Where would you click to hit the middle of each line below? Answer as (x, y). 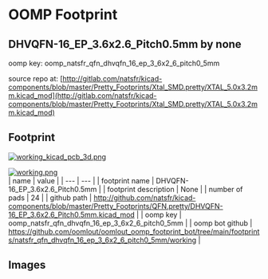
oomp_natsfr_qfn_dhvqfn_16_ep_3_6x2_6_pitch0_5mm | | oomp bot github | (130, 223)
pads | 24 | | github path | (50, 198)
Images (27, 265)
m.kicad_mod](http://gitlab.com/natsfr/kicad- (83, 96)
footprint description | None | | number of (175, 189)
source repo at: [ (35, 79)
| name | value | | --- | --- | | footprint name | (81, 180)
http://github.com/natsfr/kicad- (145, 198)
